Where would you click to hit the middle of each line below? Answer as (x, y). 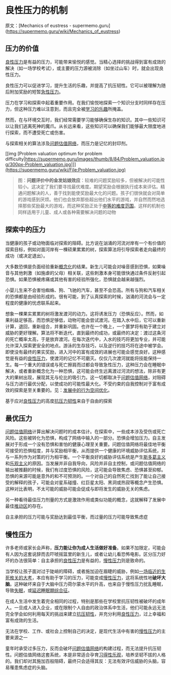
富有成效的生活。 (23, 620)
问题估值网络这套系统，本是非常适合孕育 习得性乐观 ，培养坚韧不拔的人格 (90, 655)
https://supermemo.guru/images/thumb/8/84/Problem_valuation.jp (95, 159)
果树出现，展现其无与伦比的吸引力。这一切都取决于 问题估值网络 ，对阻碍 (90, 377)
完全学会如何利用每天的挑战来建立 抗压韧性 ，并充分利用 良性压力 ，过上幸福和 (85, 614)
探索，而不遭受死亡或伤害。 (38, 132)
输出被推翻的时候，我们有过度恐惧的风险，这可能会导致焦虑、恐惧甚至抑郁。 (85, 470)
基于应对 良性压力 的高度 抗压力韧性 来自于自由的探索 (59, 401)
